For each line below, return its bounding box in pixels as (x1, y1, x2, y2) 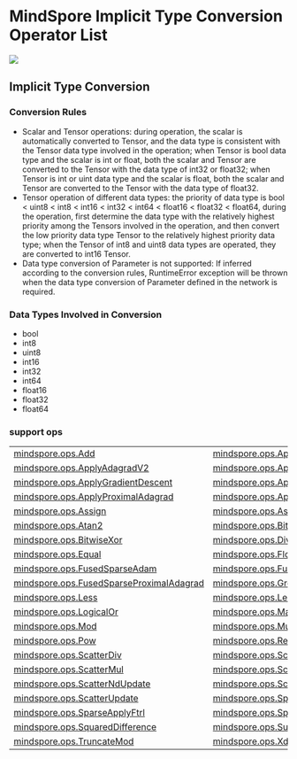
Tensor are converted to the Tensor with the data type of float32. (21, 182, 259, 193)
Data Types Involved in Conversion (9, 308, 162, 321)
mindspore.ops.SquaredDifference (13, 721, 157, 733)
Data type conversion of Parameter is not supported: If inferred (21, 258, 252, 268)
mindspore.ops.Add (13, 447, 95, 460)
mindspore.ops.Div (212, 534, 292, 546)
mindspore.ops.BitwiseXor (13, 534, 123, 546)
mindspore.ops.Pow (13, 635, 97, 647)
